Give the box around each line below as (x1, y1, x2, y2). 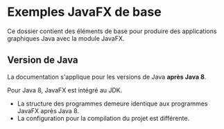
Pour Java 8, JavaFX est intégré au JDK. (7, 86, 123, 94)
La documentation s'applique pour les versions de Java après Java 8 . (7, 72, 207, 81)
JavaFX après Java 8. (17, 106, 80, 115)
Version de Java (7, 54, 78, 66)
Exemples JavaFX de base (7, 4, 162, 20)
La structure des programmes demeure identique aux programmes (17, 99, 208, 108)
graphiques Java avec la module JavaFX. (7, 34, 125, 42)
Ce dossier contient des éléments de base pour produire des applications (7, 27, 217, 35)
